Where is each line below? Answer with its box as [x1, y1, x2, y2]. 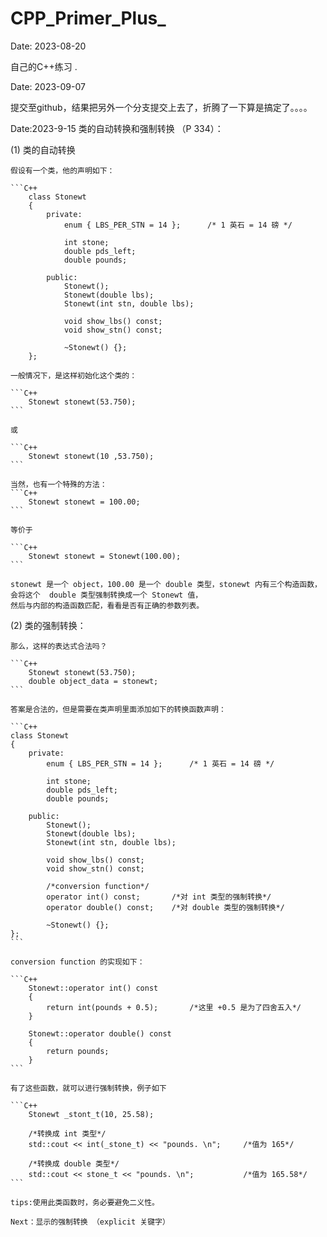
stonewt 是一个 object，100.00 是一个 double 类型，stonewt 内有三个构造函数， [10, 579, 322, 589]
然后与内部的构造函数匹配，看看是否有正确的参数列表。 [10, 600, 205, 611]
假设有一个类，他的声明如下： [10, 165, 115, 176]
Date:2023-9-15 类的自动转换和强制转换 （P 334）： [10, 122, 224, 134]
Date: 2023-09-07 [10, 80, 86, 92]
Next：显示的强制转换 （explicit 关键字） [10, 1217, 170, 1227]
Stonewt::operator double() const [28, 1028, 172, 1039]
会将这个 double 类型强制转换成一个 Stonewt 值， [10, 590, 203, 600]
